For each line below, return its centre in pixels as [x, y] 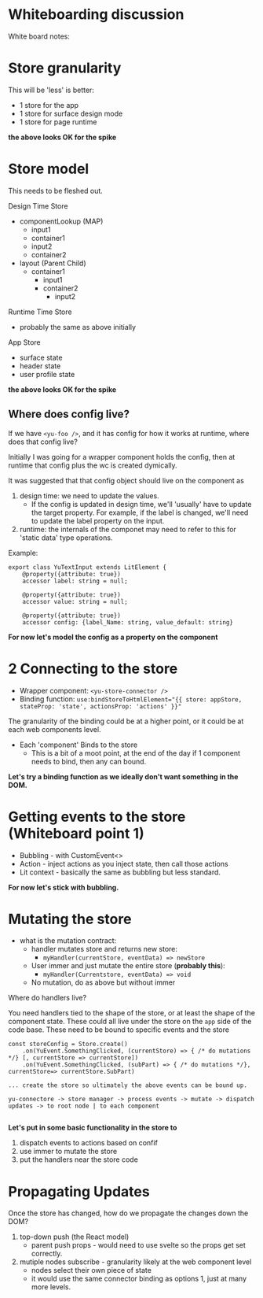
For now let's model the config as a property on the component [113, 637]
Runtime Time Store [40, 312]
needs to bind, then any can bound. [89, 761]
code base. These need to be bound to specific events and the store [119, 1030]
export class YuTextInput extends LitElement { [88, 567]
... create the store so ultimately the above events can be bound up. [128, 1085]
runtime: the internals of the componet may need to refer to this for [128, 529]
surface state [41, 357]
